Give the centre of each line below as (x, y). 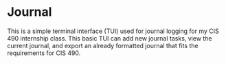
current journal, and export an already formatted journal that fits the (103, 45)
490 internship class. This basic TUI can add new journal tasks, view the (110, 38)
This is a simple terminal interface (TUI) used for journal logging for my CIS (113, 31)
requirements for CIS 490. (44, 53)
